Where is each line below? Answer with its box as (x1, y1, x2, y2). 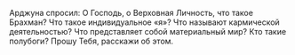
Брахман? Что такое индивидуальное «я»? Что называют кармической (9, 17, 280, 27)
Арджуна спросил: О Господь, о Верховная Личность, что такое (9, 8, 253, 18)
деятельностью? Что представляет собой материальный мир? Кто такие (9, 27, 287, 36)
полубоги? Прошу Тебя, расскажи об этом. (9, 35, 174, 46)
